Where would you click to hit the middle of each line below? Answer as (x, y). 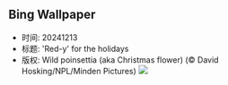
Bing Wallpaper (52, 15)
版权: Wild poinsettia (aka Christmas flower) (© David (120, 59)
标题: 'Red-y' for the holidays (75, 48)
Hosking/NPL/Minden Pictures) (79, 71)
